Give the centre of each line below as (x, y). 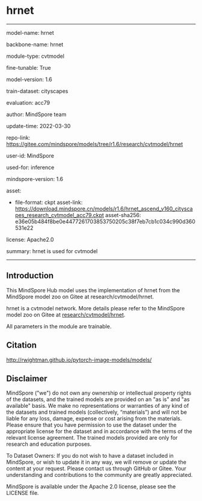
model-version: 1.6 (29, 79)
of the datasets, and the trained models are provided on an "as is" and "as (98, 399)
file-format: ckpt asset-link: (49, 202)
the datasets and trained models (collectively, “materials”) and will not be (97, 412)
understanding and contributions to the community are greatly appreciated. (99, 475)
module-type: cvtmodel (35, 56)
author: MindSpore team (36, 114)
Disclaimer (27, 379)
